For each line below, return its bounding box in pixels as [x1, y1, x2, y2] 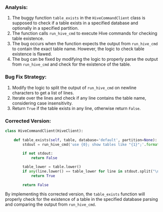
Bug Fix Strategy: [5, 73, 47, 80]
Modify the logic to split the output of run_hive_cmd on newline [12, 85, 137, 90]
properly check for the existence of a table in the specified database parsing [5, 196, 158, 202]
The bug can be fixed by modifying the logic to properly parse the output [12, 56, 158, 62]
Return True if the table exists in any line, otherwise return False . [12, 105, 141, 111]
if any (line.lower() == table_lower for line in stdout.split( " [22, 169, 155, 174]
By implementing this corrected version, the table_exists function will [5, 191, 146, 197]
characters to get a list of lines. [12, 89, 74, 96]
